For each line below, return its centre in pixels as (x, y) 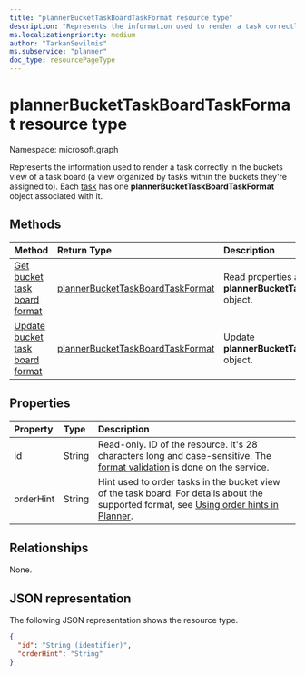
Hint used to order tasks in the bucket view (189, 481)
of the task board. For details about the (181, 493)
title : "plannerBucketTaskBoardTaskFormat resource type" (121, 18)
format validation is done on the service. (184, 467)
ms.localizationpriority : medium (73, 35)
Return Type (84, 250)
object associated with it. (56, 195)
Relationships (49, 547)
